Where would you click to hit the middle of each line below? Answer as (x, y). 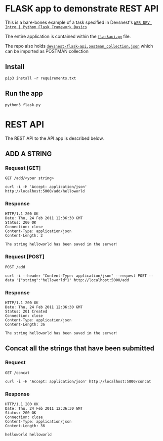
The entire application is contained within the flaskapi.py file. (68, 36)
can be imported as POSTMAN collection (47, 51)
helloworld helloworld (28, 435)
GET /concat (17, 373)
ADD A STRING (28, 154)
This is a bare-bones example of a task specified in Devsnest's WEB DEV (77, 22)
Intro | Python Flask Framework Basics (46, 27)
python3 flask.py (23, 105)
